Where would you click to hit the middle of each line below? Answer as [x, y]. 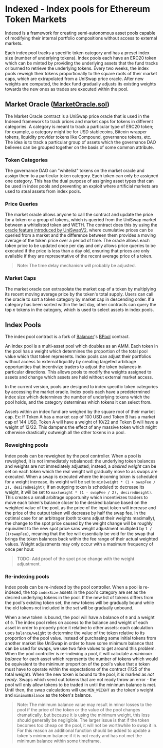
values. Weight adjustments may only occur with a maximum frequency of [79, 544]
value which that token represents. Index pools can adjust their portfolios [78, 356]
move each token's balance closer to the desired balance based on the [76, 502]
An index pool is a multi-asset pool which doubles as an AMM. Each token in [81, 346]
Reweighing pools [27, 445]
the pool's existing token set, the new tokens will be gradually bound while [80, 603]
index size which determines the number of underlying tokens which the [77, 397]
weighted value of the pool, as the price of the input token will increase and [81, 508]
